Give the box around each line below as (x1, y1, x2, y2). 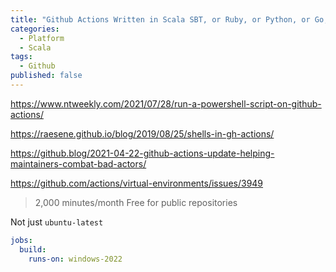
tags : (10, 52, 33, 62)
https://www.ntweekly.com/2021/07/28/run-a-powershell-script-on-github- (10, 97, 322, 110)
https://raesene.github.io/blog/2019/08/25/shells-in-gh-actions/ (10, 127, 275, 140)
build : (19, 244, 47, 255)
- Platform (19, 33, 65, 43)
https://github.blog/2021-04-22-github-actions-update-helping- (10, 147, 275, 159)
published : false (10, 71, 83, 81)
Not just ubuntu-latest (10, 216, 104, 228)
